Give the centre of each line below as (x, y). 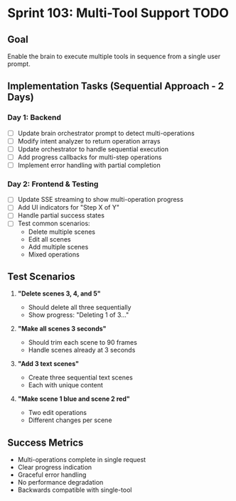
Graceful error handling (52, 475)
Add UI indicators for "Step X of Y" (68, 208)
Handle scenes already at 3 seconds (82, 350)
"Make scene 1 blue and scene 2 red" (74, 399)
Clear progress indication (55, 468)
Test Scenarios (42, 276)
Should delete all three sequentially (80, 308)
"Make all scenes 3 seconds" (62, 329)
